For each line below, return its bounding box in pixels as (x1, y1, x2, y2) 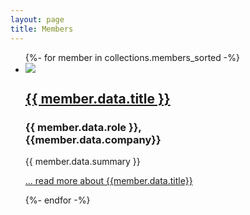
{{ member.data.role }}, (24, 120, 142, 134)
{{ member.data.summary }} (24, 156, 141, 168)
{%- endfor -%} (24, 194, 91, 206)
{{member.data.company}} (24, 132, 162, 146)
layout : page (10, 14, 65, 25)
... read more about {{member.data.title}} (24, 175, 193, 187)
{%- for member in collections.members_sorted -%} (24, 51, 240, 63)
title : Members (10, 24, 74, 34)
